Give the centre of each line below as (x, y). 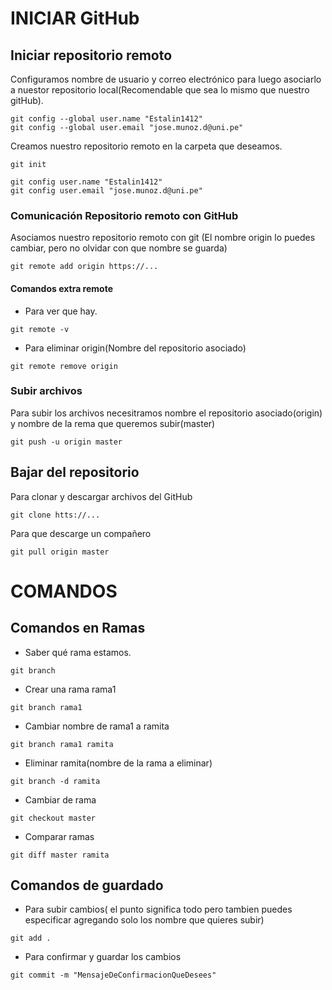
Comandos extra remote (61, 288)
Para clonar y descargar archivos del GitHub (101, 496)
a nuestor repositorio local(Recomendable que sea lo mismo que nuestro (160, 90)
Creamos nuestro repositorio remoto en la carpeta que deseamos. (146, 146)
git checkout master (53, 818)
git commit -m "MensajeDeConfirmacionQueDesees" (113, 975)
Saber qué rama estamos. (78, 652)
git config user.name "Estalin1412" (86, 182)
